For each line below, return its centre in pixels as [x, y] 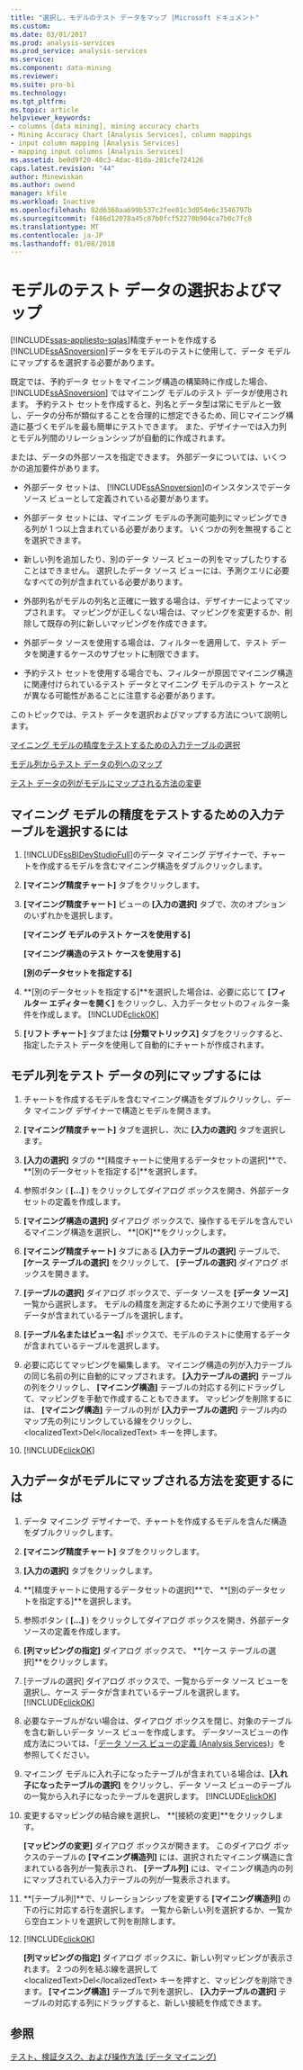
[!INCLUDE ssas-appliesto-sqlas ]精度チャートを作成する [114, 340]
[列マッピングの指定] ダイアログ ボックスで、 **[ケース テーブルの [146, 1650]
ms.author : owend [43, 185]
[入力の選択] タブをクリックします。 [90, 1570]
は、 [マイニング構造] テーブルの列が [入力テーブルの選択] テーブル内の [155, 1409]
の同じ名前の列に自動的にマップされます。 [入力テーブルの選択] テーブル [158, 1376]
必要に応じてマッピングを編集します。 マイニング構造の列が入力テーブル [158, 1364]
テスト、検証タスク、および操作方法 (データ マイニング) [113, 2056]
